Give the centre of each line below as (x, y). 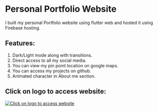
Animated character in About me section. (54, 76)
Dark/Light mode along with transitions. (52, 55)
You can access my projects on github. (52, 71)
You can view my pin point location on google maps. (65, 65)
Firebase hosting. (23, 28)
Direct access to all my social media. (49, 60)
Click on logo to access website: (56, 92)
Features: (20, 43)
